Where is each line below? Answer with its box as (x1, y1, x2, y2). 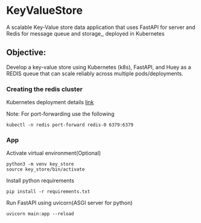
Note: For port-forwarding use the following (6, 110, 115, 118)
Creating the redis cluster (6, 85, 83, 93)
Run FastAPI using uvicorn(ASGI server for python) (6, 199, 133, 207)
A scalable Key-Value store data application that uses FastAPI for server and (6, 24, 196, 31)
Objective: (6, 48, 46, 58)
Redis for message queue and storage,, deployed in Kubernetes (6, 30, 165, 37)
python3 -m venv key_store (6, 161, 74, 168)
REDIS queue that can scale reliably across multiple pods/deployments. (6, 70, 183, 77)
